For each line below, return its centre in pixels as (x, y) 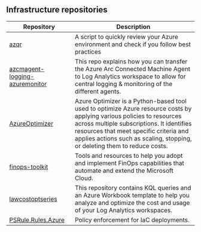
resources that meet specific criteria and (132, 131)
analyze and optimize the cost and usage (132, 203)
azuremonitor (28, 84)
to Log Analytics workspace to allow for (130, 76)
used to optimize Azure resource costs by (133, 108)
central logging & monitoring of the (124, 84)
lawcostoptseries (33, 199)
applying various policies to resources (128, 116)
